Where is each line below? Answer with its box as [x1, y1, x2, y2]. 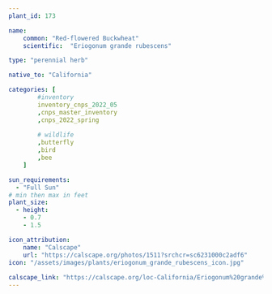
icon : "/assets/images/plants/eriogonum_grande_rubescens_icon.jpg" [8, 258, 244, 266]
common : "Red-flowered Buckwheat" [23, 34, 139, 42]
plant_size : [8, 198, 49, 207]
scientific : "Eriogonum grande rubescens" [23, 41, 172, 50]
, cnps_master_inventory [37, 108, 117, 116]
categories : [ [8, 86, 57, 94]
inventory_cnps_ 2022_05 [37, 101, 117, 109]
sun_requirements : [8, 175, 70, 184]
